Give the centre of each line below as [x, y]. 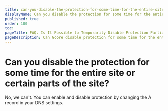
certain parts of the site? [57, 84]
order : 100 [16, 24]
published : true [22, 19]
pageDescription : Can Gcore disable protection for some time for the [80, 38]
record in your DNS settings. [34, 102]
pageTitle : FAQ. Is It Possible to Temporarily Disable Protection [77, 33]
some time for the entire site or [70, 73]
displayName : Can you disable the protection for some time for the [78, 14]
